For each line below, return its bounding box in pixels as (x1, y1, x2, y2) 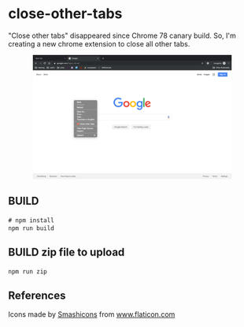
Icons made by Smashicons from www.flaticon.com (8, 310, 176, 319)
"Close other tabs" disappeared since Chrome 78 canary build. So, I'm (8, 31, 236, 40)
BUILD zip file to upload (8, 246, 125, 259)
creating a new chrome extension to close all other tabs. (8, 39, 190, 48)
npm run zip (8, 267, 47, 276)
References (8, 288, 66, 302)
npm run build (8, 224, 55, 232)
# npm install (8, 216, 55, 225)
